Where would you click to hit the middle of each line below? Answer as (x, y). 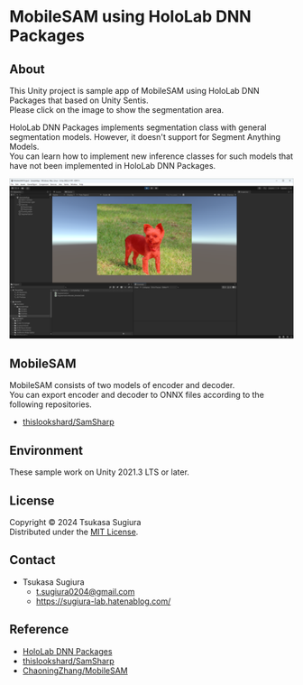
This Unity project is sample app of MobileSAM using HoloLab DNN (134, 91)
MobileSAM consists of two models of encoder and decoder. (122, 385)
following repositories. (50, 404)
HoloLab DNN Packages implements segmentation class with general (138, 127)
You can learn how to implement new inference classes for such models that (151, 156)
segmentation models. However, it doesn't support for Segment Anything (145, 137)
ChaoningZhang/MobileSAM (75, 671)
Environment (46, 450)
